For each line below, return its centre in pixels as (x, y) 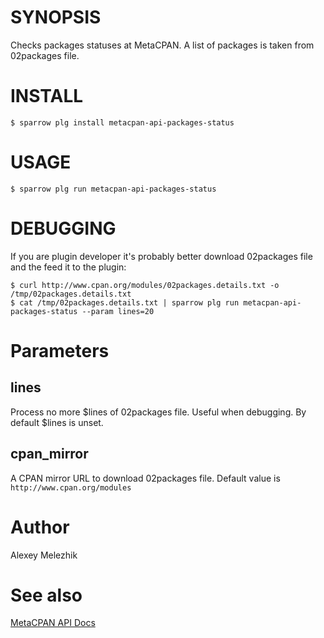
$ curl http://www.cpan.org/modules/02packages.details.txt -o (145, 285)
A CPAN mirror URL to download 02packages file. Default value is (145, 478)
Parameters (60, 350)
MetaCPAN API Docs (53, 623)
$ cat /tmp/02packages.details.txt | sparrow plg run (125, 302)
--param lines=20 (118, 311)
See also (46, 595)
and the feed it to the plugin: (68, 267)
